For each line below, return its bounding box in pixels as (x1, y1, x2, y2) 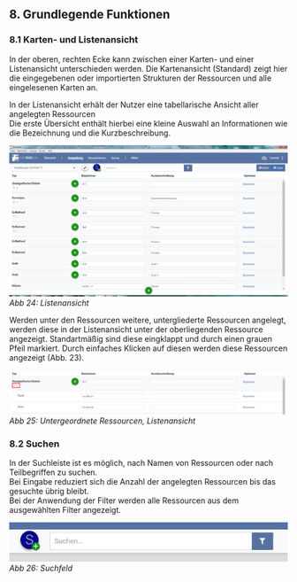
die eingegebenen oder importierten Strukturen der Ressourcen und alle (9, 73, 272, 83)
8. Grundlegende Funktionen (9, 7, 171, 22)
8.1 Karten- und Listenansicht (9, 34, 139, 46)
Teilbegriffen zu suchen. (9, 467, 98, 477)
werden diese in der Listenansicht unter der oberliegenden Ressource (9, 323, 263, 335)
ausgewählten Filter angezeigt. (9, 505, 122, 516)
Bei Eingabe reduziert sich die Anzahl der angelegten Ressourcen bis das (9, 477, 277, 487)
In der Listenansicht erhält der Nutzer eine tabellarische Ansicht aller (9, 99, 259, 110)
